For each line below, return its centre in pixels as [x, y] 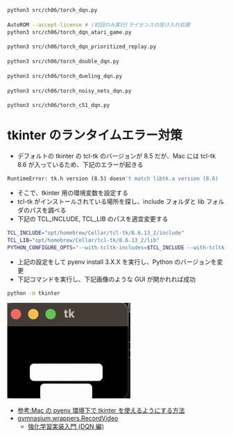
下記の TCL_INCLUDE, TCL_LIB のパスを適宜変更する [93, 219]
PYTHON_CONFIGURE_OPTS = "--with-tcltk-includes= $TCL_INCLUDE [96, 247]
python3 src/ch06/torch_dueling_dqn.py [65, 76]
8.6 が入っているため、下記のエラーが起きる [80, 165]
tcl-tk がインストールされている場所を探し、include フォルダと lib [111, 201]
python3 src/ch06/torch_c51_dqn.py [59, 106]
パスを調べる [48, 211]
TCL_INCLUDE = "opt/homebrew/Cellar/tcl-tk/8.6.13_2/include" [96, 233]
